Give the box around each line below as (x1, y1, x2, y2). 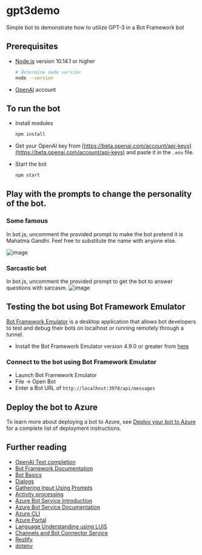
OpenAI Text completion (15, 458, 76, 465)
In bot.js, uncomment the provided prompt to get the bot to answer (6, 277, 173, 285)
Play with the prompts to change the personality (6, 189, 192, 199)
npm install (15, 131, 45, 137)
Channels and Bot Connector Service (15, 529, 108, 536)
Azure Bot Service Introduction (15, 497, 93, 504)
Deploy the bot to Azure (6, 402, 98, 412)
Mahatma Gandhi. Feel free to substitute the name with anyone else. (6, 237, 177, 244)
